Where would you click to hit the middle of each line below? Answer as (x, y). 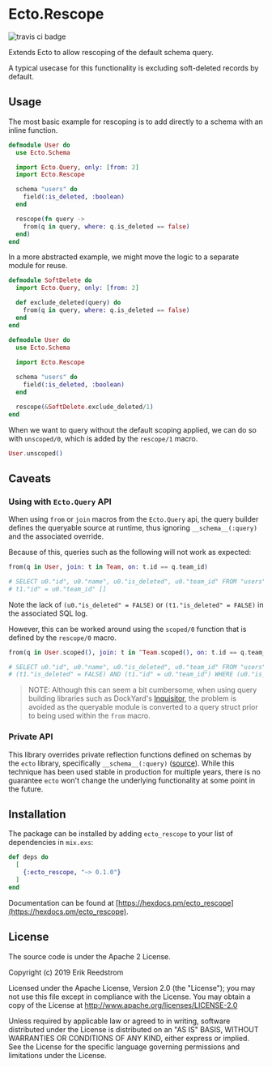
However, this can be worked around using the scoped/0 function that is (127, 629)
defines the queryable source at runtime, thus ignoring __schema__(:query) (133, 528)
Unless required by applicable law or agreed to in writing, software (119, 1021)
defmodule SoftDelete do (50, 280)
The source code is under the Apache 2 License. (90, 956)
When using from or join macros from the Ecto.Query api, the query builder (134, 519)
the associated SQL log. (48, 613)
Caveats (30, 478)
